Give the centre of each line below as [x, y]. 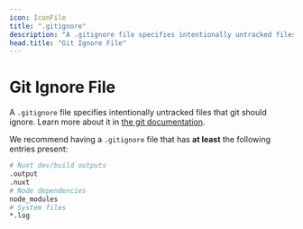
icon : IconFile [38, 18]
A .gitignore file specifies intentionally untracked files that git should [138, 113]
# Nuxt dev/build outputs [58, 166]
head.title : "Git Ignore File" [68, 43]
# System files [38, 207]
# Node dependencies [48, 190]
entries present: [39, 149]
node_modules [34, 199]
